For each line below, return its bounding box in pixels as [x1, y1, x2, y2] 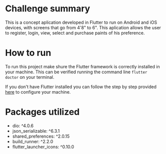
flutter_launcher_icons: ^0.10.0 [12, 144, 74, 150]
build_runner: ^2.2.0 [12, 138, 54, 144]
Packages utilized [5, 106, 80, 118]
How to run [5, 48, 52, 58]
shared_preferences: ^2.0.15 [12, 133, 70, 139]
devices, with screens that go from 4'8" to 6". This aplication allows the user [5, 24, 161, 30]
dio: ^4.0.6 [12, 122, 34, 129]
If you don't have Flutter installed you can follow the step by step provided [5, 84, 157, 90]
